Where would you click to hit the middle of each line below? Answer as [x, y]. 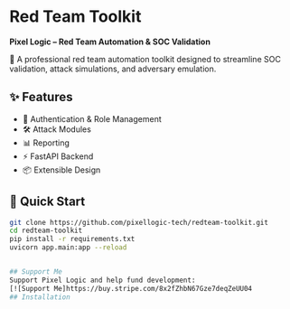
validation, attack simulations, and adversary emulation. [113, 69]
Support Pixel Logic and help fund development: [103, 280]
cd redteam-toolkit [46, 231]
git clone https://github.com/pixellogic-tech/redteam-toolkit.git [139, 222]
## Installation [40, 297]
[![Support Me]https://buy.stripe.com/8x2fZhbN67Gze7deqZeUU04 [131, 288]
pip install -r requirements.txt [72, 239]
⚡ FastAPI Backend [58, 156]
